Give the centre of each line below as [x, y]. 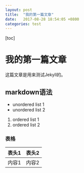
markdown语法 [29, 92]
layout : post [19, 10]
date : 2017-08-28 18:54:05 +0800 [42, 19]
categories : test [23, 24]
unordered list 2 [29, 110]
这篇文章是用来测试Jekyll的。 [35, 75]
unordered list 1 [28, 104]
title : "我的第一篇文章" [29, 15]
